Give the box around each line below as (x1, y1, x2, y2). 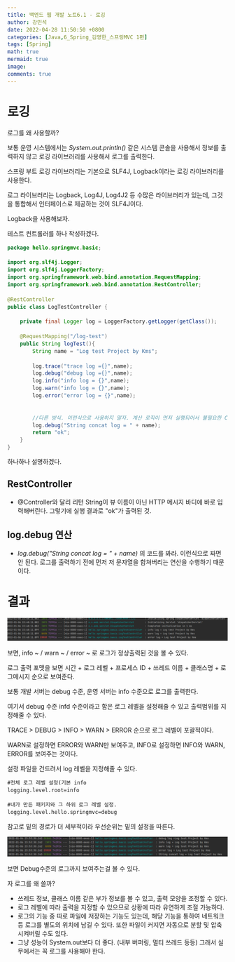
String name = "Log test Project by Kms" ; (32, 347, 158, 354)
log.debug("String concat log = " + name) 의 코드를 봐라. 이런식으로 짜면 (17, 549, 222, 557)
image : (7, 63, 27, 70)
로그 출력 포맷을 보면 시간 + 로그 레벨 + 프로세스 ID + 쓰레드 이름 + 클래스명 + (7, 663, 219, 672)
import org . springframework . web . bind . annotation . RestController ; (7, 281, 201, 288)
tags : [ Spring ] (7, 41, 52, 48)
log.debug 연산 (7, 529, 72, 541)
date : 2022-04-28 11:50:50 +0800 (7, 26, 105, 33)
